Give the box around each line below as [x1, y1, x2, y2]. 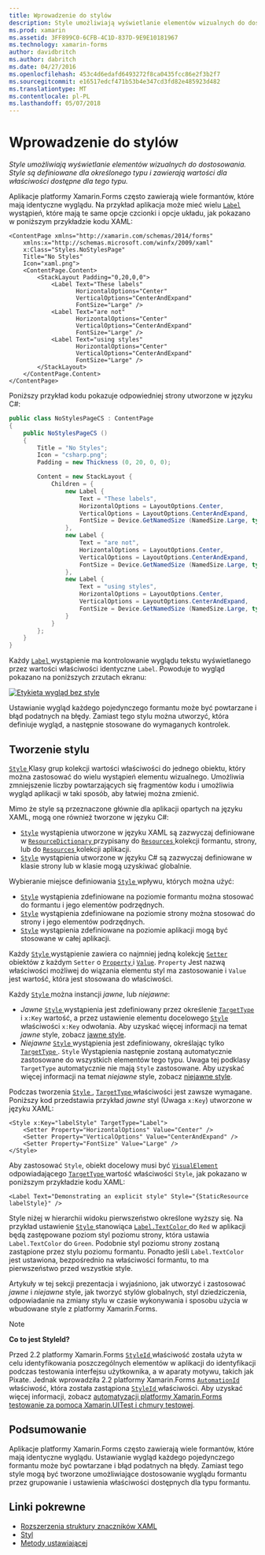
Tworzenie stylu [9, 742, 90, 756]
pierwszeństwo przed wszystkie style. [9, 1264, 133, 1273]
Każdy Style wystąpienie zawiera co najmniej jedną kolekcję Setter [9, 949, 228, 959]
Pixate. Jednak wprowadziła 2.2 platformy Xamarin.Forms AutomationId [9, 1375, 240, 1385]
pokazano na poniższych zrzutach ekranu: [9, 672, 147, 682]
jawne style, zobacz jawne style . [20, 1030, 127, 1039]
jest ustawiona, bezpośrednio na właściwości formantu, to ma [9, 1255, 209, 1265]
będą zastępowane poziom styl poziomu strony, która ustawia [9, 1230, 210, 1239]
